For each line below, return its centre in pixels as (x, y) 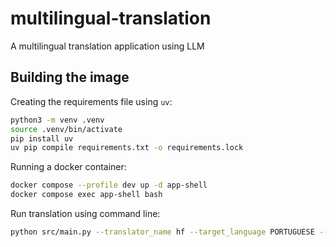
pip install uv (42, 138)
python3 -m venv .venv (57, 120)
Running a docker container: (68, 167)
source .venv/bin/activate (66, 129)
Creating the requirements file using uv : (91, 101)
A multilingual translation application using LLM (107, 46)
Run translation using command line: (85, 213)
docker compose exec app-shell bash (86, 195)
